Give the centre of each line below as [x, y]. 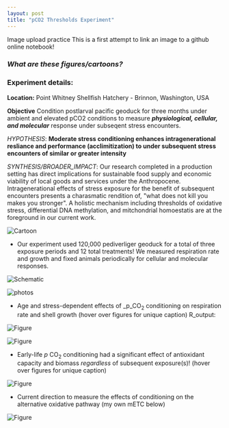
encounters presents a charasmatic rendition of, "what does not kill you [108, 195]
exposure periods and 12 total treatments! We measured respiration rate [118, 251]
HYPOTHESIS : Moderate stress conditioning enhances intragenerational [112, 138]
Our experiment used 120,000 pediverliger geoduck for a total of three [116, 244]
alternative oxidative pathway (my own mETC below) [91, 404]
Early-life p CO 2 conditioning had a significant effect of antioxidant [111, 355]
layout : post [26, 13]
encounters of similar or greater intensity [67, 153]
